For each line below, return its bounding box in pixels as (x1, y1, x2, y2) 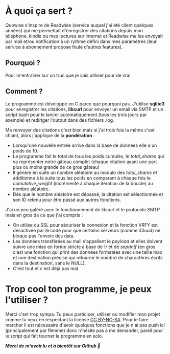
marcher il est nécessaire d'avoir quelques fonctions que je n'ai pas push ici (5, 322, 165, 328)
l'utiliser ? (5, 294, 48, 305)
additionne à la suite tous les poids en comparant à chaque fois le (12, 174, 151, 181)
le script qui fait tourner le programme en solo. (5, 333, 103, 339)
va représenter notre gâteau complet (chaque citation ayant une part (12, 159, 157, 165)
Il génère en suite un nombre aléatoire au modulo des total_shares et (12, 169, 157, 175)
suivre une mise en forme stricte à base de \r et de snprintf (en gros (12, 244, 156, 250)
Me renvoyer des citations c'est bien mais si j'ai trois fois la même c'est (5, 127, 155, 133)
